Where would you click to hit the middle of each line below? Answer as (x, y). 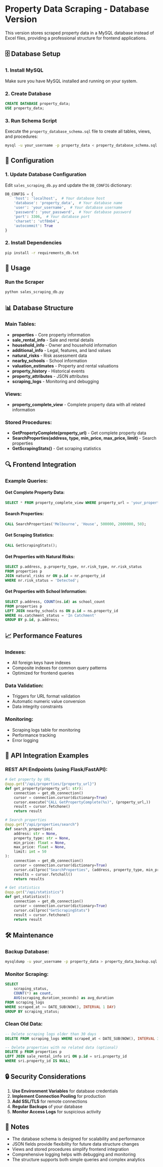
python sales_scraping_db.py (34, 292)
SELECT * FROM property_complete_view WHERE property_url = (67, 503)
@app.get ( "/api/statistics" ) (34, 892)
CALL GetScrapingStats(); (31, 545)
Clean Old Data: (24, 1024)
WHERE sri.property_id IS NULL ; (38, 1061)
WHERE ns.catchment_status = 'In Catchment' (51, 615)
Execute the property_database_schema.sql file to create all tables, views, (78, 131)
